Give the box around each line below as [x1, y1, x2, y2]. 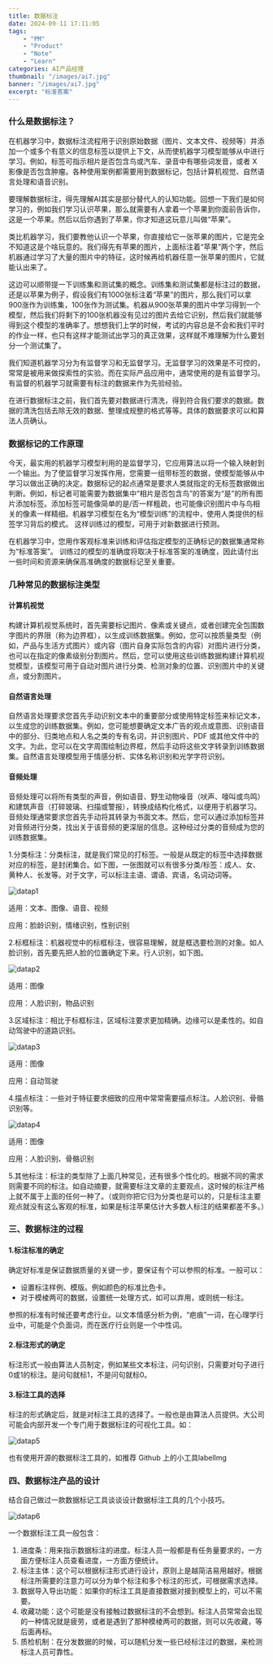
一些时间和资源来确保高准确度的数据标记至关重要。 [8, 557, 180, 566]
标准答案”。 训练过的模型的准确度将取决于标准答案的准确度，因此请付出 [19, 546, 259, 556]
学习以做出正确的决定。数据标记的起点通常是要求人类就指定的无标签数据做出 [8, 478, 265, 488]
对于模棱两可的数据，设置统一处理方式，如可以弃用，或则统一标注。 [19, 1292, 249, 1302]
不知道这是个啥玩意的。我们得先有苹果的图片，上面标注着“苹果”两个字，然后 [8, 242, 264, 251]
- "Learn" [23, 58, 57, 66]
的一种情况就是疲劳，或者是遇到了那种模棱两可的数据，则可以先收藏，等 [19, 1617, 262, 1627]
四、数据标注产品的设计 [8, 1474, 100, 1486]
